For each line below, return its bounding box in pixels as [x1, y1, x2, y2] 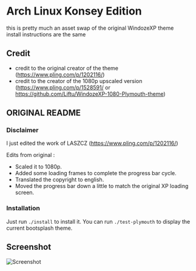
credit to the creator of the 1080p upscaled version [15, 77, 143, 84]
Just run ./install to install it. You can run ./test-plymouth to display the [6, 218, 191, 225]
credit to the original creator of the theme [15, 64, 118, 72]
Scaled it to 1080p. [15, 163, 63, 170]
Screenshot [6, 242, 52, 252]
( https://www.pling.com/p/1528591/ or [15, 84, 110, 91]
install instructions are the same [6, 30, 86, 38]
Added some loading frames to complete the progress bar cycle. [15, 170, 177, 177]
